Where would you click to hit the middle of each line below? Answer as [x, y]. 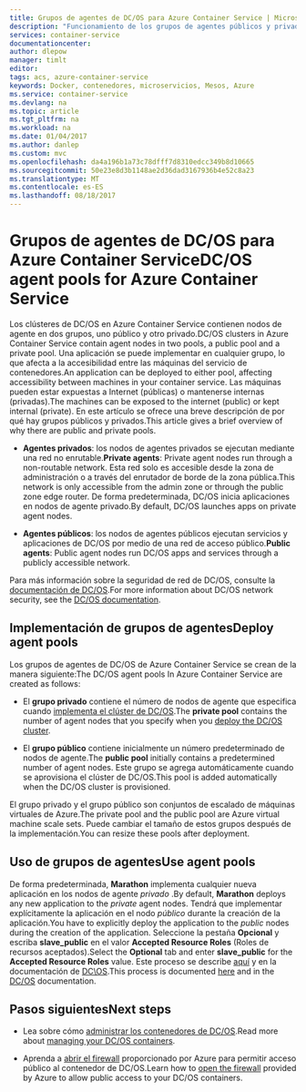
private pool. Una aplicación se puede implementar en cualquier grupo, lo [147, 352]
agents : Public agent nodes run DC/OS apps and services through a [151, 553]
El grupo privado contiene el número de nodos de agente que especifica [159, 701]
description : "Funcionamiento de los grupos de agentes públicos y [140, 26]
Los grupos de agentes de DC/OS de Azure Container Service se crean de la [153, 664]
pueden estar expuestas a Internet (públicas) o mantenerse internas [137, 392]
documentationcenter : [51, 43]
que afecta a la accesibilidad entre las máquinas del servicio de [128, 362]
